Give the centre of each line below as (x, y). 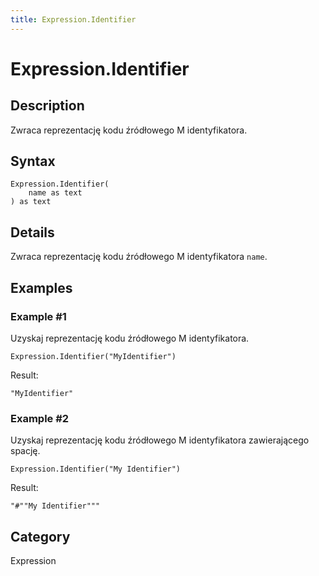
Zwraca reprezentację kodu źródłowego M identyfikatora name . (139, 257)
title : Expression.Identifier (73, 19)
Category (40, 536)
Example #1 (38, 316)
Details (32, 232)
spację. (25, 451)
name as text (55, 193)
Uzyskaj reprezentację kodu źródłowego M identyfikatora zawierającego (160, 440)
